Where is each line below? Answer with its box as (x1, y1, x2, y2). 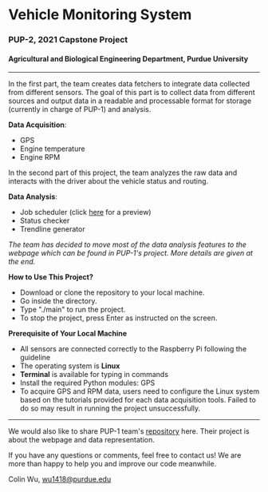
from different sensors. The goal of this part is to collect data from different (8, 88, 255, 97)
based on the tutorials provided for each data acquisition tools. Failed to (19, 395, 257, 405)
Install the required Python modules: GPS (19, 378, 156, 388)
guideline (19, 353, 51, 363)
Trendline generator (19, 224, 85, 234)
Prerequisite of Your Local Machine (8, 329, 128, 339)
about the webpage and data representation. (8, 435, 156, 445)
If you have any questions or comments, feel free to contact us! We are (8, 450, 242, 460)
